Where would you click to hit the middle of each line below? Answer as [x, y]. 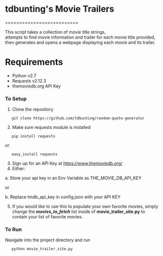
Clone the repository [33, 109]
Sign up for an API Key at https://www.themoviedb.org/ [67, 163]
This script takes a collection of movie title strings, [55, 32]
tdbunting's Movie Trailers [60, 9]
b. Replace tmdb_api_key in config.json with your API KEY [63, 197]
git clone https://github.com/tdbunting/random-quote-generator [78, 118]
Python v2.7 [24, 75]
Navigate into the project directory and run [48, 240]
